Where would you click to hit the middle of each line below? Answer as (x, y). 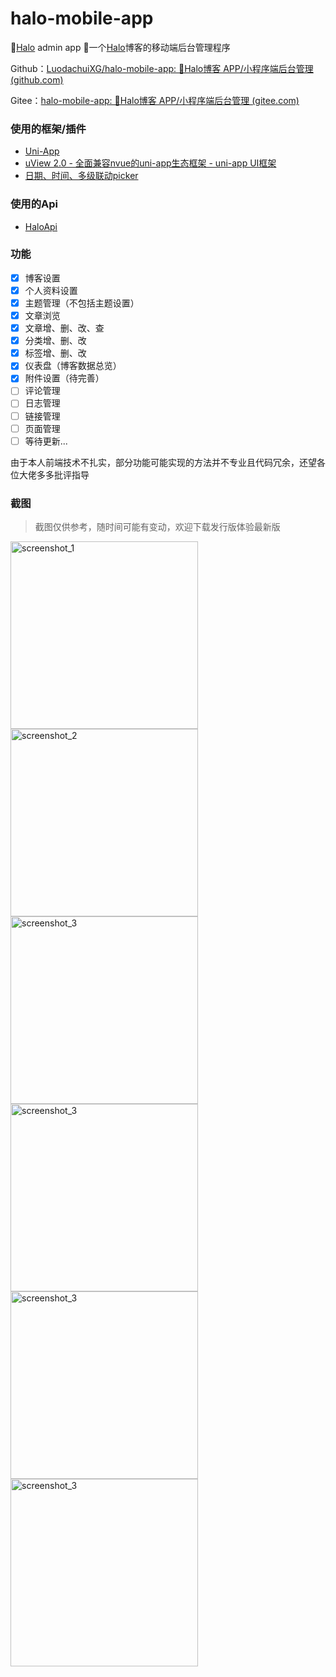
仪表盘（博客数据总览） (73, 366)
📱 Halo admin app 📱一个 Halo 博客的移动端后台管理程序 (120, 47)
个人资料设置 (51, 290)
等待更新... (46, 441)
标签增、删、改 (55, 353)
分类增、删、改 (55, 341)
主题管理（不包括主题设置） (82, 303)
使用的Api (34, 204)
